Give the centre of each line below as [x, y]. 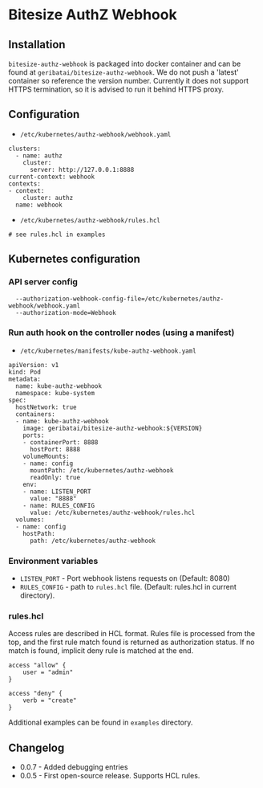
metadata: [25, 379]
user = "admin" [48, 672]
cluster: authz [48, 198]
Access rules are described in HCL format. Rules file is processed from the [131, 634]
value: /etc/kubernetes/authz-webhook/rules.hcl [112, 512]
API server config [43, 282]
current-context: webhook [51, 177]
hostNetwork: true [47, 407]
